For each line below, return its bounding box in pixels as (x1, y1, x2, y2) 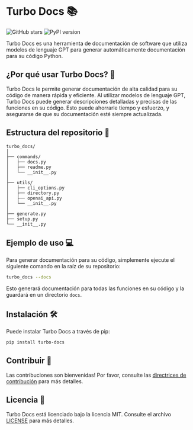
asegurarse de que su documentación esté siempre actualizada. (6, 110, 163, 117)
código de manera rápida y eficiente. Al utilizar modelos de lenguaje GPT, (6, 91, 185, 98)
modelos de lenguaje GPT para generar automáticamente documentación (6, 46, 185, 53)
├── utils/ (6, 179, 33, 185)
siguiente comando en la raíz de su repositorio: (6, 263, 121, 270)
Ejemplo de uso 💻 (6, 238, 74, 248)
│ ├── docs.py (6, 159, 46, 165)
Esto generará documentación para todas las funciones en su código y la (6, 285, 185, 292)
